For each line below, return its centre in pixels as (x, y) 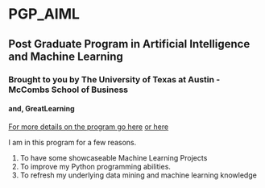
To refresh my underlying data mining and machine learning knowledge (139, 175)
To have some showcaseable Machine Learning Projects (114, 157)
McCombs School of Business (68, 90)
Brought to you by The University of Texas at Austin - (114, 79)
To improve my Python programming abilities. (95, 166)
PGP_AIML (44, 14)
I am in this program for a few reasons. (72, 142)
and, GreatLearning (41, 109)
